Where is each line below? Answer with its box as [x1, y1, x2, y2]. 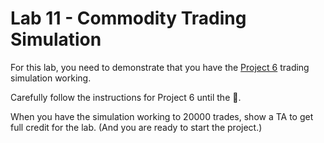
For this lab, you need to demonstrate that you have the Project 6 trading [10, 61, 310, 73]
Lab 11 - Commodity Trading [10, 7, 247, 30]
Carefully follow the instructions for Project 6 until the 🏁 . [10, 91, 242, 103]
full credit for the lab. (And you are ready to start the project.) [10, 121, 263, 133]
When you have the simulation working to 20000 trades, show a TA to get [10, 110, 314, 122]
